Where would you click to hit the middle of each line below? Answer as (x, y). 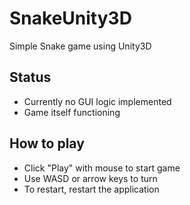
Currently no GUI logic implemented (97, 101)
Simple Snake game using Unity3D (80, 46)
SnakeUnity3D (70, 18)
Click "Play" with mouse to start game (102, 168)
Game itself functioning (72, 112)
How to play (47, 143)
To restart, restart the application (91, 189)
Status (30, 77)
